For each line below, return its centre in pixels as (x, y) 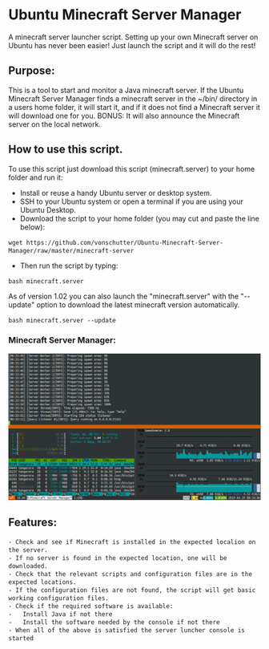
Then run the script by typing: (69, 266)
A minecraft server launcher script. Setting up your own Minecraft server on (133, 37)
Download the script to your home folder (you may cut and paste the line (140, 218)
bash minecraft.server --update (62, 320)
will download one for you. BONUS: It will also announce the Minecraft (124, 116)
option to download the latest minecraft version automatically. (138, 304)
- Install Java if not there (60, 614)
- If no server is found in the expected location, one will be (118, 558)
